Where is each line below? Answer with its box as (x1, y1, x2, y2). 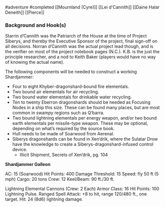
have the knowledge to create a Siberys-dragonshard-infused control (12, 141, 154, 147)
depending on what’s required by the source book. (12, 125, 115, 131)
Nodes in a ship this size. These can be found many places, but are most (12, 105, 160, 111)
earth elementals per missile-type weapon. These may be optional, (12, 121, 148, 126)
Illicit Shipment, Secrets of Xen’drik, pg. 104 (19, 152, 108, 158)
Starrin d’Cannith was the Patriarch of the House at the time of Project (5, 33, 147, 39)
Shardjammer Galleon (5, 162, 51, 167)
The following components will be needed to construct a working (5, 69, 137, 75)
